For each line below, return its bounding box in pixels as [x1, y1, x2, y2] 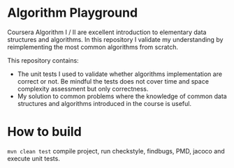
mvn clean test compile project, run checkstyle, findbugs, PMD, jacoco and [7, 146, 225, 155]
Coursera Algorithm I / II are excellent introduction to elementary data [7, 28, 207, 36]
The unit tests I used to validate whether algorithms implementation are [17, 70, 222, 78]
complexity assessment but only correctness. [17, 84, 149, 93]
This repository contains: [7, 56, 79, 64]
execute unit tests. [7, 154, 61, 162]
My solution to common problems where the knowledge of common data [17, 92, 227, 100]
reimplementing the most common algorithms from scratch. [7, 43, 179, 51]
